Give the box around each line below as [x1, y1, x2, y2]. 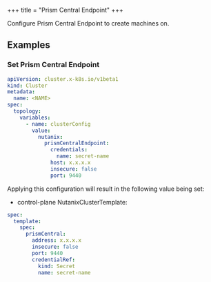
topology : [13, 108, 41, 115]
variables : [19, 114, 51, 121]
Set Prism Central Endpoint [7, 60, 100, 70]
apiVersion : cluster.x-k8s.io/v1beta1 [7, 75, 119, 82]
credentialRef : [32, 256, 76, 263]
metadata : [7, 88, 36, 95]
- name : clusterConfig [25, 120, 91, 127]
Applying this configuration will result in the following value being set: [7, 185, 205, 193]
